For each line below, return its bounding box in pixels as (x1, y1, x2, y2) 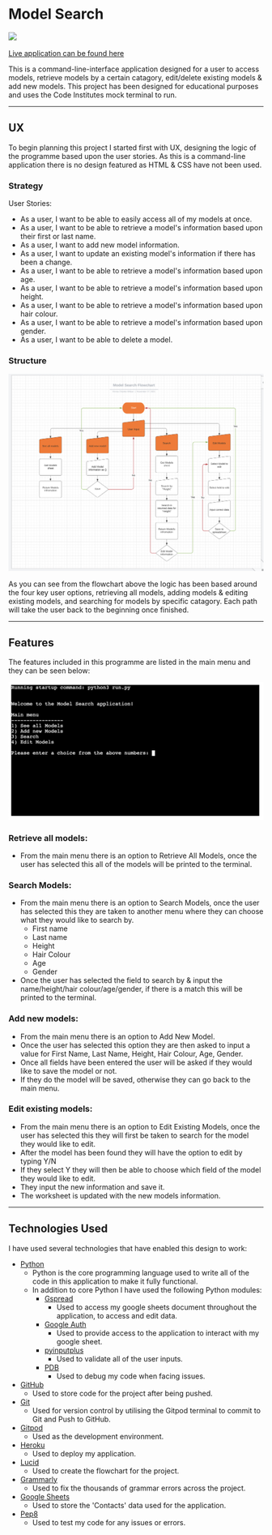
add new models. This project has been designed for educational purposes (8, 81, 259, 91)
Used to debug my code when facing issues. (56, 1371, 206, 1381)
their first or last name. (19, 232, 96, 242)
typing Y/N (19, 1156, 57, 1166)
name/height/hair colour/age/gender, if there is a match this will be (19, 984, 243, 994)
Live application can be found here (8, 48, 125, 58)
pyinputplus (44, 1345, 84, 1355)
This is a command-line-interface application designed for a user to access (8, 64, 260, 74)
